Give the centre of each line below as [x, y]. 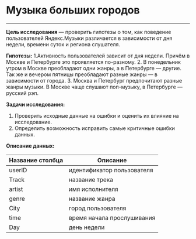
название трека [91, 179]
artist [16, 189]
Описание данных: [30, 146]
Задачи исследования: [36, 104]
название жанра [92, 199]
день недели [87, 227]
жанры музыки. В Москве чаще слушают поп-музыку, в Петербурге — [94, 87]
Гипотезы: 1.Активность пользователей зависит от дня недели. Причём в [98, 56]
